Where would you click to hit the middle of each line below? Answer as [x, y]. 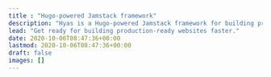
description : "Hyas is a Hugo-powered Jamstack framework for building [131, 23]
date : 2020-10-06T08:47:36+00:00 [65, 38]
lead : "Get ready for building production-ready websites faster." [124, 30]
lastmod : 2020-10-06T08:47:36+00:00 [70, 46]
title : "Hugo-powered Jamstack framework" [83, 16]
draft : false [30, 53]
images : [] [27, 61]
